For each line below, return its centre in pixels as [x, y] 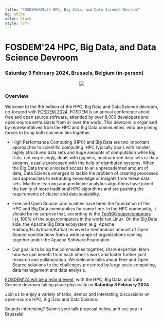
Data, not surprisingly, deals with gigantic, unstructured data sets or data [85, 158]
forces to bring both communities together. [48, 133]
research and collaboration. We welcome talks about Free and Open [80, 260]
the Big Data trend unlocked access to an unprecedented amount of [80, 168]
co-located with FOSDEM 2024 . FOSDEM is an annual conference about [77, 112]
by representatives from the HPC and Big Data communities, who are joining [81, 128]
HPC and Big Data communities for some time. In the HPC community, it [84, 209]
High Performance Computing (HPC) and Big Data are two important [81, 142]
